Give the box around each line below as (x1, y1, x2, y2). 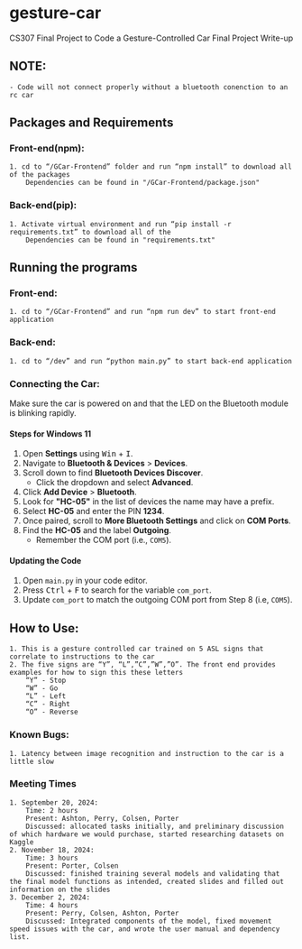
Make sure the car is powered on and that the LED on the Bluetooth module (9, 398, 288, 409)
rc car (9, 90, 34, 99)
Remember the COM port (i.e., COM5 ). (35, 535, 172, 546)
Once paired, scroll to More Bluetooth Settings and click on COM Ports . (22, 515, 291, 526)
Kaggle (9, 837, 34, 846)
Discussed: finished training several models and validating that (25, 869, 280, 878)
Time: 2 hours (25, 806, 78, 815)
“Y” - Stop (25, 676, 67, 686)
